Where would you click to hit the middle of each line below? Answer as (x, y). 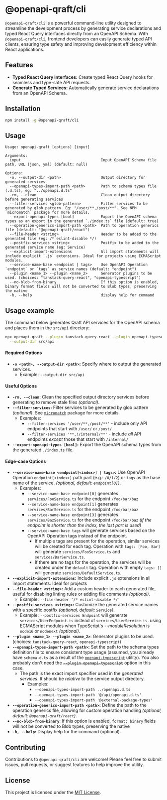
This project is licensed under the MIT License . (53, 793)
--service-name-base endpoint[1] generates (73, 504)
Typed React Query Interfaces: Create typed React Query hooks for (83, 77)
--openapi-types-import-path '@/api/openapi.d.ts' (88, 695)
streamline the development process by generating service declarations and (83, 28)
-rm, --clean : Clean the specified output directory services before (81, 397)
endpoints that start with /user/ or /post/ (70, 429)
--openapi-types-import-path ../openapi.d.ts (83, 690)
